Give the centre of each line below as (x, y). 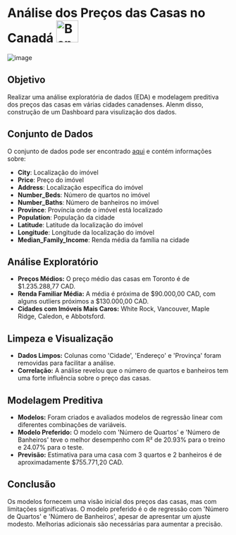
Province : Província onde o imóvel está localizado (90, 210)
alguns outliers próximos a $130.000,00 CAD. (83, 301)
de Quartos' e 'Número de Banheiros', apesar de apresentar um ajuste (109, 516)
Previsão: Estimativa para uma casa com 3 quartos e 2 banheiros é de (119, 455)
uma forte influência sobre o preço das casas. (84, 378)
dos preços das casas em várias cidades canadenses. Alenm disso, (105, 104)
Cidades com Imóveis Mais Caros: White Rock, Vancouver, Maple (113, 309)
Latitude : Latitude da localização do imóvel (80, 224)
